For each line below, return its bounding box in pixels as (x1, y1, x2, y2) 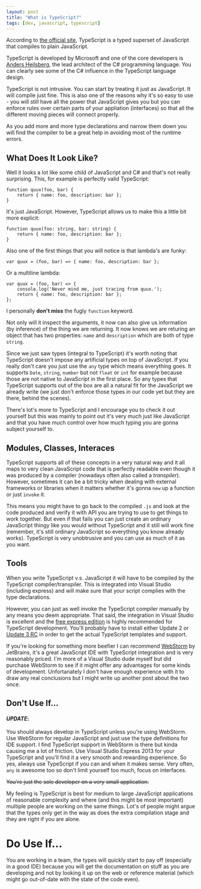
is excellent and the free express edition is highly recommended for (6, 618, 173, 625)
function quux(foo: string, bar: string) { (6, 226, 117, 232)
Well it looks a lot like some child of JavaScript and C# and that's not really (6, 169, 191, 176)
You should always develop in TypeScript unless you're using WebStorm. (6, 728, 187, 736)
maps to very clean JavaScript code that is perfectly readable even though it (6, 465, 196, 472)
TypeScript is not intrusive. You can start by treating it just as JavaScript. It (6, 85, 191, 93)
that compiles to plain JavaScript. (6, 43, 89, 50)
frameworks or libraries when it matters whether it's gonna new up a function (6, 485, 195, 491)
